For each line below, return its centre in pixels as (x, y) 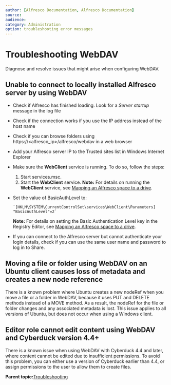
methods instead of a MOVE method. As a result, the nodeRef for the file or (85, 303)
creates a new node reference (54, 280)
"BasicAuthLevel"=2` (35, 211)
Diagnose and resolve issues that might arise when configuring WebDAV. (82, 69)
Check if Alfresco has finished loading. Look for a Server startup (81, 105)
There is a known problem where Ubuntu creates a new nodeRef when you (84, 292)
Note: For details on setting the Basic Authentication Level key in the (85, 221)
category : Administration (33, 24)
